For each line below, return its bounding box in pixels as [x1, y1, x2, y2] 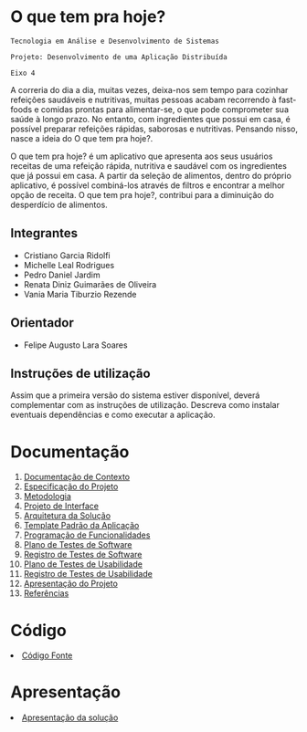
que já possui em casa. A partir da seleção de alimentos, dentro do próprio [10, 170, 291, 181]
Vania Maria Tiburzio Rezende [23, 288, 137, 299]
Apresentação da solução [22, 712, 119, 723]
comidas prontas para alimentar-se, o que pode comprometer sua [40, 103, 289, 115]
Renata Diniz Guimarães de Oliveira [23, 278, 157, 289]
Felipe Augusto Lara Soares [23, 340, 128, 350]
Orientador [10, 315, 74, 330]
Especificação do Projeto [23, 481, 119, 492]
